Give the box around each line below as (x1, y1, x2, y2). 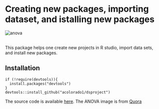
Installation (5, 64, 40, 72)
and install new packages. (5, 50, 58, 56)
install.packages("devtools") (9, 81, 71, 86)
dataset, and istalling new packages (5, 14, 155, 25)
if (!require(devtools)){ (5, 77, 58, 82)
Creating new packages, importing (5, 3, 149, 15)
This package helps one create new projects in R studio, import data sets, (5, 44, 154, 50)
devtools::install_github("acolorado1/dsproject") (5, 89, 111, 95)
